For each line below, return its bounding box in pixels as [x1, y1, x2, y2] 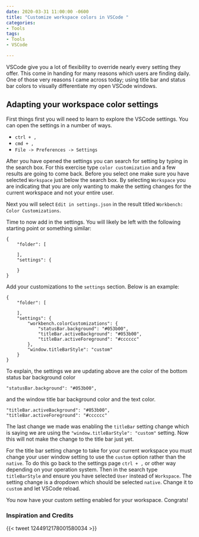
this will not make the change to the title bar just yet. [6, 435, 134, 442]
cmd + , [14, 140, 34, 146]
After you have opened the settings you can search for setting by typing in [6, 157, 188, 164]
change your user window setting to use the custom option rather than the [6, 453, 186, 460]
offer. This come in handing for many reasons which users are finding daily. [6, 70, 191, 77]
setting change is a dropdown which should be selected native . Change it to [6, 478, 193, 485]
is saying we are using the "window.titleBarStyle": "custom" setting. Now [6, 429, 189, 436]
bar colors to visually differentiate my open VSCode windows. [6, 82, 157, 89]
